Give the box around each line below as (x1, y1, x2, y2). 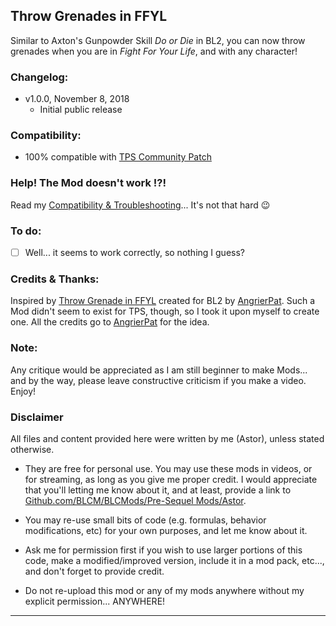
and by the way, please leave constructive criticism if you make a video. (10, 374, 307, 386)
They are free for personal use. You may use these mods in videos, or (24, 462, 313, 474)
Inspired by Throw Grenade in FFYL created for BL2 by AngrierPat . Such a (10, 295, 316, 307)
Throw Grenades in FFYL (10, 8, 168, 25)
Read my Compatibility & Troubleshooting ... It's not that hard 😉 (10, 199, 271, 211)
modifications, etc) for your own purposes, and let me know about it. (24, 524, 308, 536)
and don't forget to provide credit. (24, 565, 165, 577)
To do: (10, 224, 42, 238)
